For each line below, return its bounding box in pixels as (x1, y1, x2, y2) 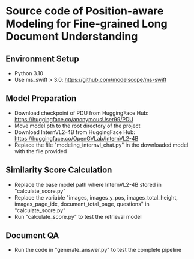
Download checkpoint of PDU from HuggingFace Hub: (14, 109, 149, 117)
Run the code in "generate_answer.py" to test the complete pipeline (14, 246, 181, 254)
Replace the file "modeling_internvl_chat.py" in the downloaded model (14, 141, 189, 148)
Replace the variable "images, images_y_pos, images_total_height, (14, 193, 178, 201)
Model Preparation (5, 93, 77, 103)
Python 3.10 (14, 70, 43, 76)
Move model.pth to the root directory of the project (14, 122, 141, 129)
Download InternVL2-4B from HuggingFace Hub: (14, 128, 136, 136)
